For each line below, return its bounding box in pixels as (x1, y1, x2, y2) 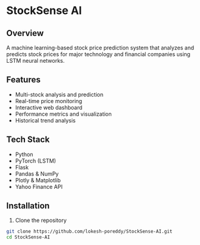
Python (15, 151, 33, 158)
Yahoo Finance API (15, 183, 63, 190)
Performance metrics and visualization (15, 110, 112, 118)
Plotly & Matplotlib (15, 176, 61, 183)
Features (6, 74, 41, 85)
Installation (6, 201, 50, 211)
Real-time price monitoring (15, 97, 83, 104)
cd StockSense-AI (6, 234, 50, 241)
